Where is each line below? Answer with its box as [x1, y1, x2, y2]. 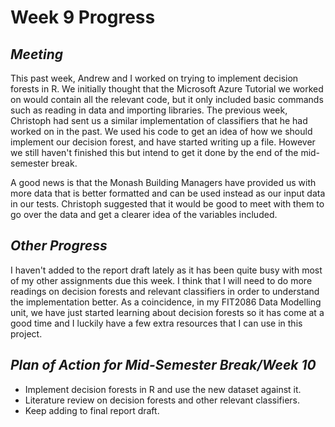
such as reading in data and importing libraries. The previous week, [10, 104, 288, 116]
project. [10, 327, 43, 340]
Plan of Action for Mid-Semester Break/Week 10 [10, 357, 317, 374]
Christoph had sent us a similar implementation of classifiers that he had [10, 115, 308, 126]
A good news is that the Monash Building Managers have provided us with [10, 177, 317, 188]
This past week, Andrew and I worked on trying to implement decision [10, 72, 299, 84]
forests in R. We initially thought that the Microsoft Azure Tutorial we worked [10, 83, 324, 95]
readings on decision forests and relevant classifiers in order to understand [10, 285, 320, 297]
